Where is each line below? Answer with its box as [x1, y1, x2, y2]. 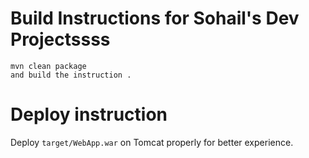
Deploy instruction [10, 103, 168, 126]
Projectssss [10, 28, 111, 51]
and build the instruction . [10, 70, 132, 80]
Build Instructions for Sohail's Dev [10, 7, 300, 30]
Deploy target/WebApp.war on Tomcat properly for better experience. [10, 136, 294, 148]
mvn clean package [10, 61, 87, 71]
